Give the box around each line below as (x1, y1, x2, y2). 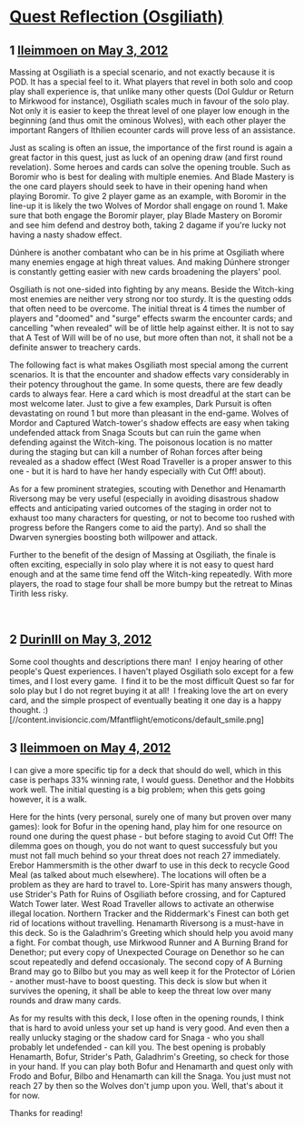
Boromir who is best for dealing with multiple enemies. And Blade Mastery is (9, 171, 295, 182)
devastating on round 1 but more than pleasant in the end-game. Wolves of (9, 408, 289, 418)
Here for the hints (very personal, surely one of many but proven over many (9, 811, 292, 822)
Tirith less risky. (9, 589, 69, 599)
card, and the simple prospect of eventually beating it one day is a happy (9, 694, 282, 706)
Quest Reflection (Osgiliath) (9, 6, 224, 27)
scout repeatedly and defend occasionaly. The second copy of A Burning (9, 956, 283, 967)
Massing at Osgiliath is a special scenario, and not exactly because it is (9, 66, 275, 77)
